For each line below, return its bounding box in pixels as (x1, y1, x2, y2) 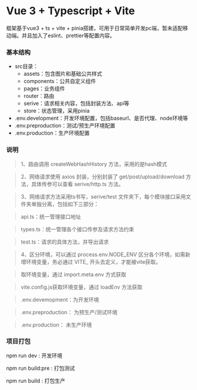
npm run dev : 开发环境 (6, 351, 63, 359)
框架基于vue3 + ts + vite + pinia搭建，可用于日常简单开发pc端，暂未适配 (6, 24, 183, 31)
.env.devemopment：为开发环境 (20, 296, 100, 303)
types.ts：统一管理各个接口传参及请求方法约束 (20, 225, 135, 232)
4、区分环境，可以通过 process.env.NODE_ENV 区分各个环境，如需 (20, 251, 186, 258)
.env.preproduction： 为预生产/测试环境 (20, 308, 117, 315)
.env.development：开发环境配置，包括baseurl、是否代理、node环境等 (14, 114, 188, 122)
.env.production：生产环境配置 (14, 129, 90, 137)
